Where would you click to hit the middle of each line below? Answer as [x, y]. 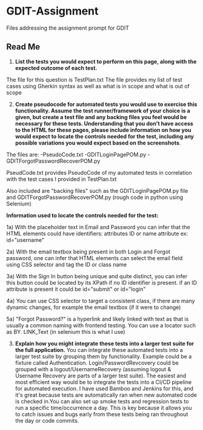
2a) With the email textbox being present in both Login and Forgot [88, 252]
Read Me [23, 47]
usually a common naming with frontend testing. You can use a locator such [101, 325]
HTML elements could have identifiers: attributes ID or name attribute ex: [97, 233]
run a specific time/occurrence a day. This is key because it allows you [103, 408]
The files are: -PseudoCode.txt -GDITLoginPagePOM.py [76, 154]
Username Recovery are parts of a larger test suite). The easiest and [101, 376]
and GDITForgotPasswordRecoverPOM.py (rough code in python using [95, 197]
